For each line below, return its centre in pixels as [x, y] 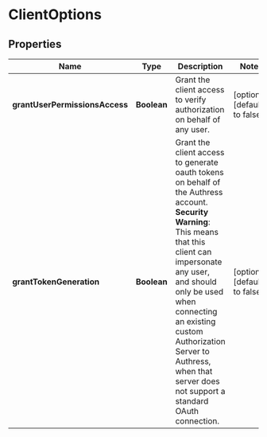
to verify [191, 99]
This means [197, 232]
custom [189, 332]
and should [196, 282]
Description [200, 66]
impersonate [199, 262]
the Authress [199, 192]
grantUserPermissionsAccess [70, 105]
